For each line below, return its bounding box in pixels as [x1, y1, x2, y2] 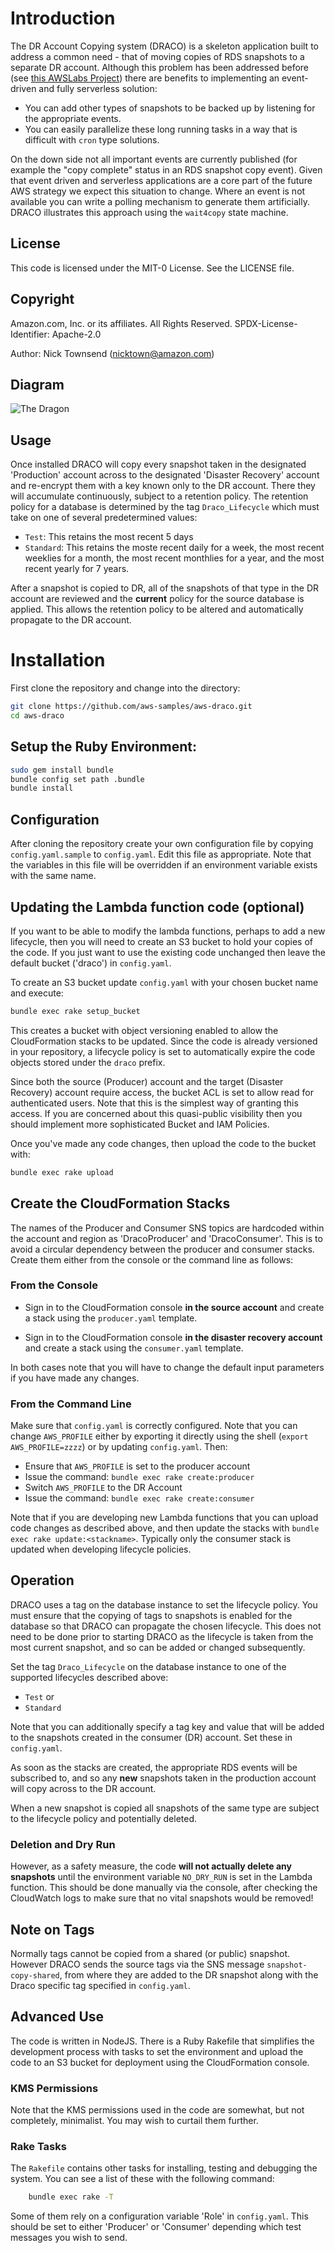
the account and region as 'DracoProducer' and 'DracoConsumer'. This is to [10, 1232, 323, 1244]
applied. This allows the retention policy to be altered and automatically [10, 603, 304, 616]
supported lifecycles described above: [10, 1671, 169, 1683]
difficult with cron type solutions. [24, 133, 160, 146]
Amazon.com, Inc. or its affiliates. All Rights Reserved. [10, 317, 233, 329]
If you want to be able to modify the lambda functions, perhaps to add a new [10, 925, 326, 937]
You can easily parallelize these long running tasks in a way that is [24, 123, 298, 135]
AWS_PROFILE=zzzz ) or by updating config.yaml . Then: [10, 1441, 228, 1453]
